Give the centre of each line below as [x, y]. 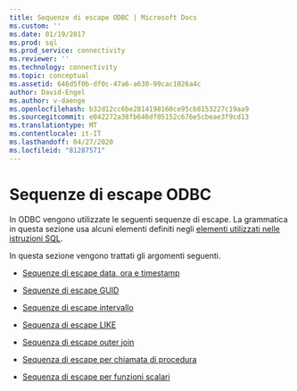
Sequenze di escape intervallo [78, 307]
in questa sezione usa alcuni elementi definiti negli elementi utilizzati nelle [145, 229]
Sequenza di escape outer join [78, 342]
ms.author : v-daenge [48, 100]
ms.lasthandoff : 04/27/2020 [62, 142]
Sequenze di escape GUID [70, 290]
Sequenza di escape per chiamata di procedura [109, 359]
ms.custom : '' [36, 26]
